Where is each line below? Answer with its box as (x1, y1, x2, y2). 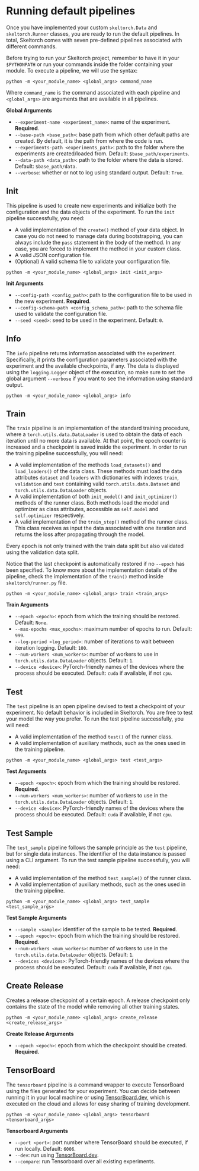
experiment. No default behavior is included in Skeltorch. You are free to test (6, 709, 193, 716)
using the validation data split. (6, 549, 79, 556)
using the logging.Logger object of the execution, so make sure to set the (6, 368, 185, 375)
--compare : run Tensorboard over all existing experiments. (14, 1157, 156, 1164)
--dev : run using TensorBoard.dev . (14, 1151, 99, 1159)
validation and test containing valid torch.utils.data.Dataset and (14, 480, 181, 487)
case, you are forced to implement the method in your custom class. (14, 245, 182, 252)
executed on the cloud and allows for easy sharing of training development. (6, 1100, 191, 1107)
